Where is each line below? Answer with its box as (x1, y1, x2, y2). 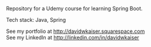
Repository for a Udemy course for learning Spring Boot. (6, 5, 143, 12)
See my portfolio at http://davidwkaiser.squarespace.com (6, 28, 145, 35)
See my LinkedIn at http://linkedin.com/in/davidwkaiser (6, 34, 139, 41)
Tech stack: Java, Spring (6, 16, 66, 23)
